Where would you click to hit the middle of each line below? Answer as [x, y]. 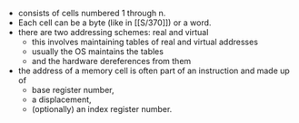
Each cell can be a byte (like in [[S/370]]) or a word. [115, 23]
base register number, [73, 90]
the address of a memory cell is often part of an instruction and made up [154, 71]
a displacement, [62, 99]
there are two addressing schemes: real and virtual [113, 32]
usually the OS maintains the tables [97, 52]
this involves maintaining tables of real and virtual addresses [145, 42]
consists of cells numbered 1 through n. [92, 13]
